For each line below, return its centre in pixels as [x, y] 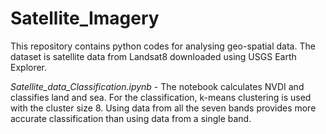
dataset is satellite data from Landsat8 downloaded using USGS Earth [153, 56]
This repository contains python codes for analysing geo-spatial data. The [163, 46]
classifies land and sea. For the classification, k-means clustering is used [161, 97]
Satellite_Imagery [85, 18]
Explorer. [29, 67]
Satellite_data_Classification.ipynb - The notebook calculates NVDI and [157, 86]
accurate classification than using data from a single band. [131, 118]
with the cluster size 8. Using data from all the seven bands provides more [163, 108]
